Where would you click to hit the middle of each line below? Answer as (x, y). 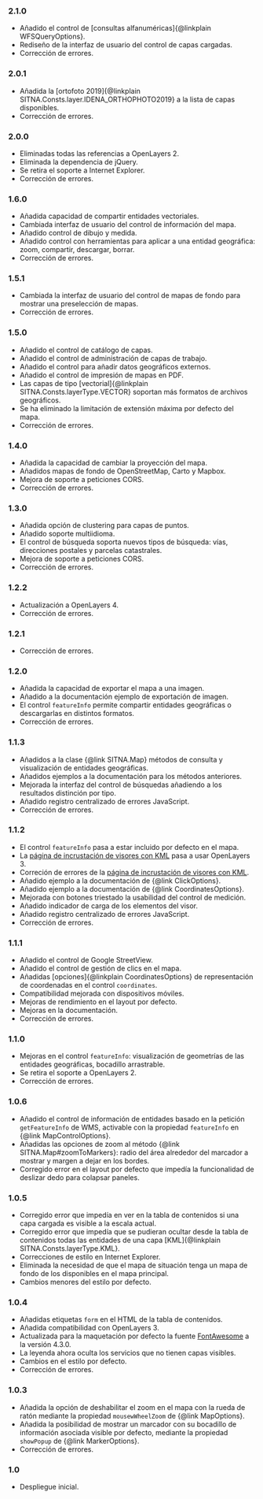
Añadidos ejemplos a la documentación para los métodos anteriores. (130, 776)
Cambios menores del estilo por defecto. (85, 1282)
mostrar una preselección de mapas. (79, 304)
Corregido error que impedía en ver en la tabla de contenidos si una (129, 1215)
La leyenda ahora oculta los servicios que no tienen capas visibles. (128, 1353)
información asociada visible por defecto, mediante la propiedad (124, 1432)
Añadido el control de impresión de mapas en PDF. (102, 375)
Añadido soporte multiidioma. (67, 534)
